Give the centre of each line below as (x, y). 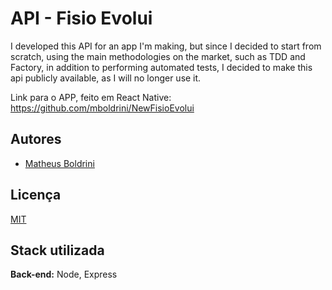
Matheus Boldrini (59, 163)
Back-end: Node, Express (64, 274)
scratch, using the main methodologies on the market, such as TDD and (158, 56)
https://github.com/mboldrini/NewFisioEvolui (102, 108)
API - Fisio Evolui (81, 18)
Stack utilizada (57, 250)
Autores (36, 139)
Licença (36, 195)
